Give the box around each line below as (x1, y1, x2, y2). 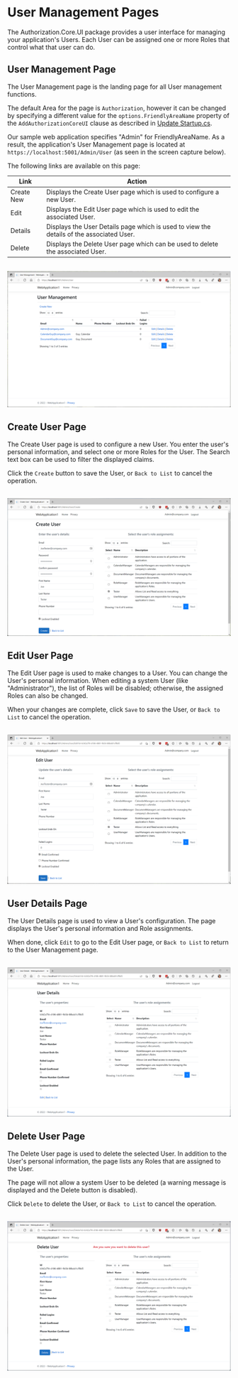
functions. (7, 90, 37, 98)
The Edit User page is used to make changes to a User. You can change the (7, 669, 228, 677)
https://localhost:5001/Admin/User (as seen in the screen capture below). (7, 147, 227, 156)
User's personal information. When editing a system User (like (7, 676, 189, 684)
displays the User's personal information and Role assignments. (7, 924, 193, 932)
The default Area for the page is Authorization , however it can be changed (7, 104, 227, 112)
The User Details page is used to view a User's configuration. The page (7, 916, 216, 925)
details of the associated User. (45, 230, 135, 238)
